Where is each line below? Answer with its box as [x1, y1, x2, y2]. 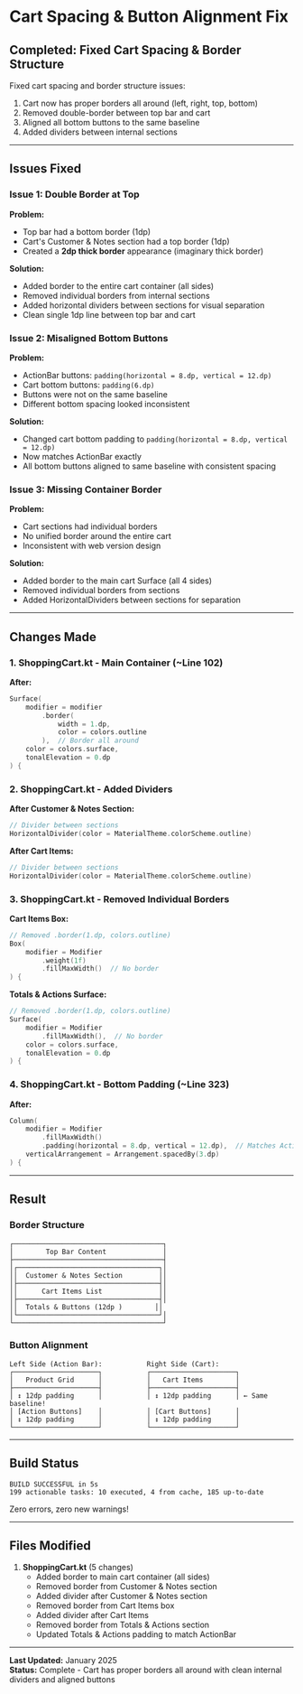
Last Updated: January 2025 [9, 1655, 117, 1666]
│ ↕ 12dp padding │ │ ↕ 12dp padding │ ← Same [9, 1391, 269, 1401]
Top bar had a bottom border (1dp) [22, 226, 151, 237]
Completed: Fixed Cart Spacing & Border [9, 42, 242, 58]
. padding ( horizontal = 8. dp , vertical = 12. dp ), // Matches [41, 1141, 277, 1150]
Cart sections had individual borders [22, 521, 158, 532]
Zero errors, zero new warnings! [9, 1503, 129, 1514]
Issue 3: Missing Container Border [9, 483, 162, 496]
